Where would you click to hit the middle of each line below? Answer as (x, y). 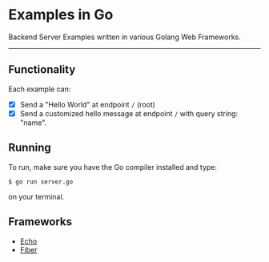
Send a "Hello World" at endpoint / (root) (88, 104)
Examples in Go (61, 15)
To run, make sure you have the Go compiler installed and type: (113, 167)
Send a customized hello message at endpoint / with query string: (129, 113)
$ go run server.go (41, 182)
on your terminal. (36, 196)
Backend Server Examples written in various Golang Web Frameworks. (125, 37)
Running (30, 148)
